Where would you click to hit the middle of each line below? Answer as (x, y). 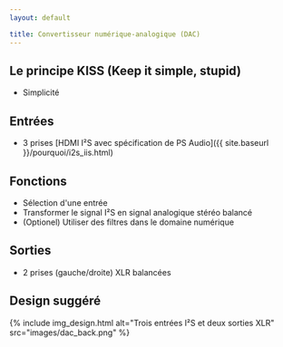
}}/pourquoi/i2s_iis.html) (68, 153)
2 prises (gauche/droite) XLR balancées (97, 272)
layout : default (40, 18)
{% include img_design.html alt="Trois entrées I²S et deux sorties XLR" (142, 323)
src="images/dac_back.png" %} (70, 333)
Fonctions (39, 181)
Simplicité (41, 92)
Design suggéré (55, 301)
